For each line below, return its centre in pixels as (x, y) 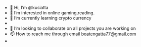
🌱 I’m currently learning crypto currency (50, 18)
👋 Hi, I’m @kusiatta (29, 8)
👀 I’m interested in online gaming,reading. (52, 13)
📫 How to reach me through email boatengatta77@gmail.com (73, 34)
